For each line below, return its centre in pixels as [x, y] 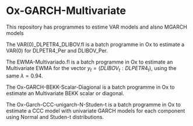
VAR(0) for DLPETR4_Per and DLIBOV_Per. [57, 50]
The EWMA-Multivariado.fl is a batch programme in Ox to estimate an [90, 62]
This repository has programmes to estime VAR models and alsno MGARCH [97, 27]
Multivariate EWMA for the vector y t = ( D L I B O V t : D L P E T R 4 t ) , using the [91, 69]
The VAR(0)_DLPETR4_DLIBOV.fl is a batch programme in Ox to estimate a [95, 44]
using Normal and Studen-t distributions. [55, 117]
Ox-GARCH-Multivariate [66, 11]
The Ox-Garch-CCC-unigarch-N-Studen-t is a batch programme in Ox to [93, 104]
